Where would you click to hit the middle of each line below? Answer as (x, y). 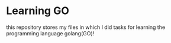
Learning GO (38, 11)
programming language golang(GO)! (50, 33)
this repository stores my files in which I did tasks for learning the (86, 27)
